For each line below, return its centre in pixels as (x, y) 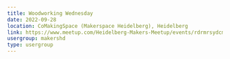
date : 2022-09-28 (32, 20)
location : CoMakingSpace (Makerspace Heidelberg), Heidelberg (98, 26)
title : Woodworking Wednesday (50, 13)
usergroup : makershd (37, 39)
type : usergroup (30, 45)
